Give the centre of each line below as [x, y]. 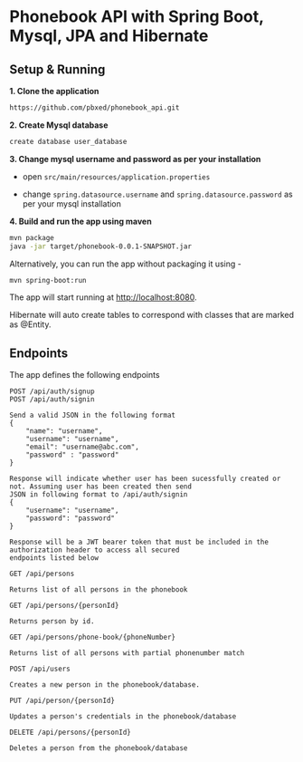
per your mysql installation [72, 203]
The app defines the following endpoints [85, 375]
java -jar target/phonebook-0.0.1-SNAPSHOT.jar [101, 246]
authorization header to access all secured [95, 550]
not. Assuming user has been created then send [101, 487]
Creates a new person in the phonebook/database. [105, 685]
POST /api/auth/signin [52, 400]
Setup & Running [57, 69]
